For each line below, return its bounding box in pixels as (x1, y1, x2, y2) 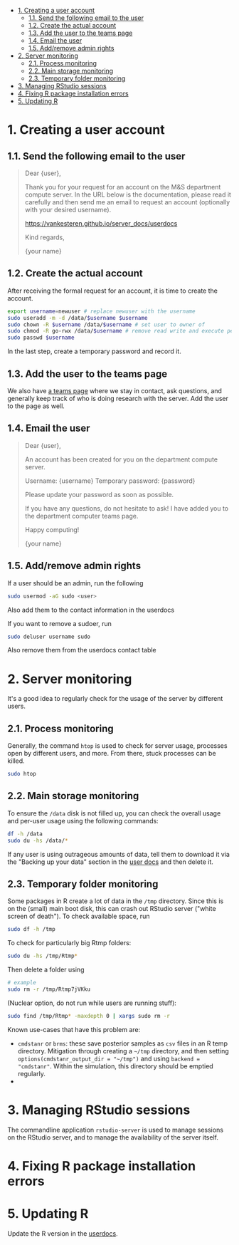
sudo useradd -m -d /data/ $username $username (7, 314, 148, 321)
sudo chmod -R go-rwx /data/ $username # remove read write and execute (7, 328, 224, 335)
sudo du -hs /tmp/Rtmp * (7, 952, 78, 960)
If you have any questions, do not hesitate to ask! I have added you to (24, 504, 229, 512)
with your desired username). (24, 206, 112, 214)
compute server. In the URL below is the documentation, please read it (24, 190, 231, 199)
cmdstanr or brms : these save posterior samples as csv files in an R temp (17, 1039, 228, 1048)
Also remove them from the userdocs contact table (7, 646, 156, 655)
